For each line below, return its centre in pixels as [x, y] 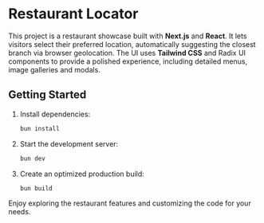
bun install [39, 128]
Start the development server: [69, 143]
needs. [20, 212]
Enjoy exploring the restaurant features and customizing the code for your [130, 203]
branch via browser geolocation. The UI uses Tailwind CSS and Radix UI [127, 53]
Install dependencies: [55, 114]
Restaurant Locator [73, 14]
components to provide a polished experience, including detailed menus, [128, 61]
